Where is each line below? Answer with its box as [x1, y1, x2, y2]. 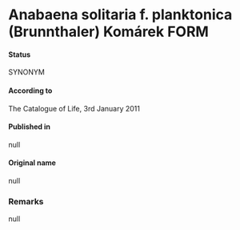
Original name [8, 158, 56, 167]
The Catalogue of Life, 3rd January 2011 [8, 103, 140, 113]
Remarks [8, 196, 44, 207]
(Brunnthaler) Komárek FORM [8, 22, 210, 41]
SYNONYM [8, 67, 46, 77]
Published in [8, 122, 50, 131]
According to [8, 86, 53, 95]
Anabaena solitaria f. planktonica [8, 6, 233, 24]
